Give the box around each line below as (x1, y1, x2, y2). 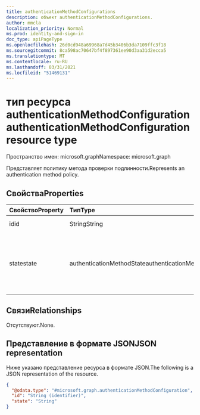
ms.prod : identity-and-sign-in (6, 31, 84, 37)
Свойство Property (9, 206, 64, 214)
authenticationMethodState (69, 259, 146, 267)
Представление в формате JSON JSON (6, 339, 157, 349)
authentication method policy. (6, 171, 79, 178)
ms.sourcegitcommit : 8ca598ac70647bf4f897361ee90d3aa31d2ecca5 (6, 48, 167, 54)
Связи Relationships (6, 305, 82, 316)
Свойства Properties (6, 188, 85, 199)
